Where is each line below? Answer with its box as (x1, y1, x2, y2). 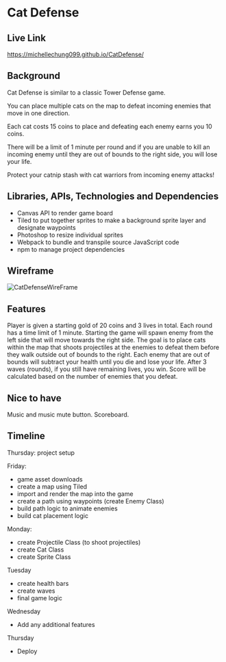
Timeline (7, 430, 46, 442)
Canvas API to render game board (16, 209, 113, 217)
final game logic (16, 593, 63, 602)
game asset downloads (16, 475, 84, 483)
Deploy (16, 647, 38, 655)
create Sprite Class (16, 552, 71, 560)
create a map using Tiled (16, 482, 88, 490)
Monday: (7, 525, 32, 533)
